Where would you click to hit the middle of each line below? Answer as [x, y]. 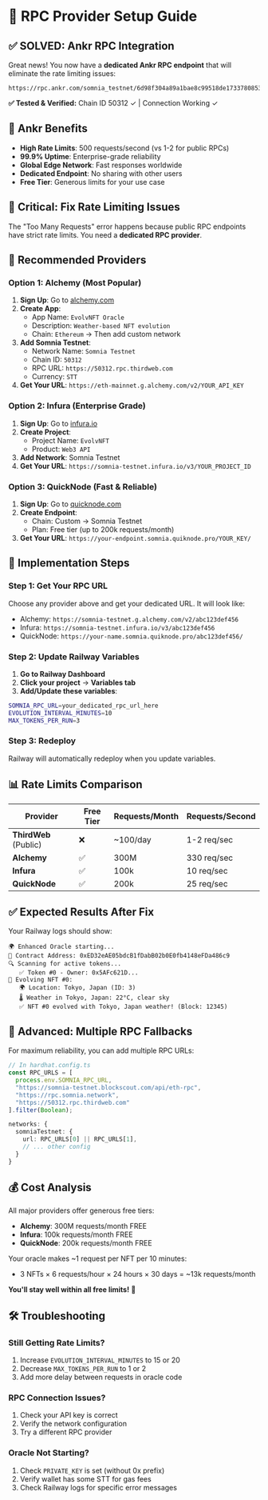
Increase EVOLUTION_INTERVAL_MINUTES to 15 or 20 [100, 1360]
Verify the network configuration [73, 1424]
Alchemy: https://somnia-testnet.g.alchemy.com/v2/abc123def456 [129, 618]
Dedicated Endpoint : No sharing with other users [101, 173]
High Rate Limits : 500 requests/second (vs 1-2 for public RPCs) [124, 148]
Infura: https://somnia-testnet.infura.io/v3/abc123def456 [117, 627]
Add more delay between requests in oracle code [101, 1377]
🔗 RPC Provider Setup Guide [103, 16]
